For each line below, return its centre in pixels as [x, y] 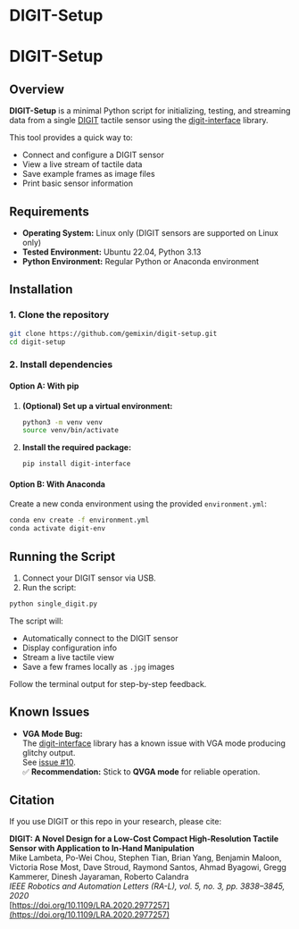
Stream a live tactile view [68, 657]
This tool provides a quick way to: [71, 138]
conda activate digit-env [57, 529]
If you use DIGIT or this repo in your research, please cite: [115, 822]
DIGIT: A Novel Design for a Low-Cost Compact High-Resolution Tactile [144, 839]
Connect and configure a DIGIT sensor [93, 155]
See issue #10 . [49, 762]
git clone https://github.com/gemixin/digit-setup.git [113, 333]
